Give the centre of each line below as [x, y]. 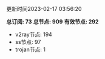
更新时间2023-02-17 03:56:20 [44, 9]
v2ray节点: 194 [34, 34]
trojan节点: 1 [30, 49]
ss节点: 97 [28, 42]
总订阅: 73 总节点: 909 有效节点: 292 [52, 22]
